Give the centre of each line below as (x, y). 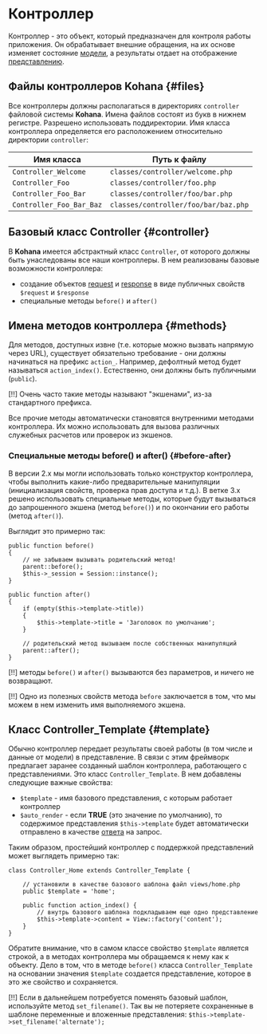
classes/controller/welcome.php (171, 172)
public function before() (51, 546)
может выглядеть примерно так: (64, 856)
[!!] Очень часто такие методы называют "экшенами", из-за (110, 394)
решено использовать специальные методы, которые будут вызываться (132, 499)
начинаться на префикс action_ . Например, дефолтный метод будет (125, 362)
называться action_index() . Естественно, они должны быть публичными (132, 370)
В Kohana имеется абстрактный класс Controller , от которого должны (129, 251)
